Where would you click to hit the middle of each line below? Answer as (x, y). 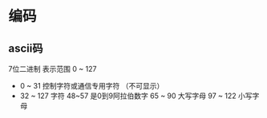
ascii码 (26, 48)
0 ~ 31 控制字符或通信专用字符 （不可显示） (92, 86)
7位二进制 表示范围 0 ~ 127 (53, 69)
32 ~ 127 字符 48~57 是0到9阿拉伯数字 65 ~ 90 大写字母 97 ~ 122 (128, 96)
